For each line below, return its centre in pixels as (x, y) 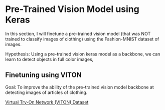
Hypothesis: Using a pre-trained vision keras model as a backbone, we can (83, 54)
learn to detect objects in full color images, (49, 59)
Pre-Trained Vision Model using (72, 9)
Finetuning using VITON (43, 75)
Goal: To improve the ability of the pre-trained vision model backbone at (79, 87)
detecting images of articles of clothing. (46, 92)
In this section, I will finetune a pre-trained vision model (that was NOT (78, 33)
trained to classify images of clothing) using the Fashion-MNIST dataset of (82, 39)
